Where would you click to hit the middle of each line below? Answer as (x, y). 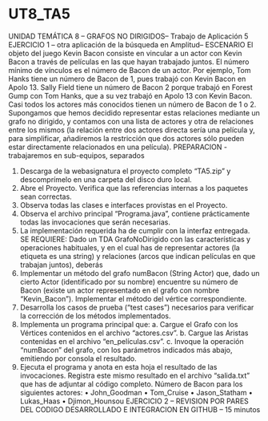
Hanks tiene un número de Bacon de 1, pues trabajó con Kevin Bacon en (127, 79)
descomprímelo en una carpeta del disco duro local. (106, 179)
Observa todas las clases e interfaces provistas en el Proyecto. (124, 204)
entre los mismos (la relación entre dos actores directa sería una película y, (132, 130)
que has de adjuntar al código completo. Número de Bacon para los (131, 384)
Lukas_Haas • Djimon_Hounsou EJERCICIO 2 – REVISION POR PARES (134, 401)
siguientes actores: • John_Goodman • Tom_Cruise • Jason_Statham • (136, 392)
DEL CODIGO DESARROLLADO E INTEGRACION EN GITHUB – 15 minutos (140, 409)
